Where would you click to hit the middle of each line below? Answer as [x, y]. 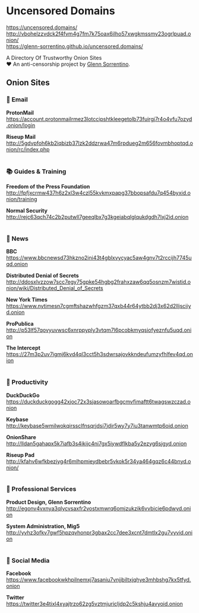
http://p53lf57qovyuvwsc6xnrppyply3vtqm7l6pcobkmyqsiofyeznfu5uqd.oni [99, 330]
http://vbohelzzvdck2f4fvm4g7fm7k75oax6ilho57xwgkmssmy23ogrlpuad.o [99, 33]
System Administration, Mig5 [43, 526]
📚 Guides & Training [36, 171]
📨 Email [17, 100]
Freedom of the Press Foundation [48, 186]
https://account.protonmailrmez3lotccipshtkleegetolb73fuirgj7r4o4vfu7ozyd [99, 119]
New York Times [27, 300]
